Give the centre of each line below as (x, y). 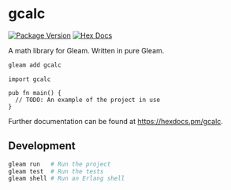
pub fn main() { (35, 93)
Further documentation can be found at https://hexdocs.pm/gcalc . (115, 121)
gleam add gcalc (35, 65)
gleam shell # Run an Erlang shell (67, 179)
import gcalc (30, 79)
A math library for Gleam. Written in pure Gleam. (86, 50)
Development (42, 146)
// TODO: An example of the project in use (88, 100)
